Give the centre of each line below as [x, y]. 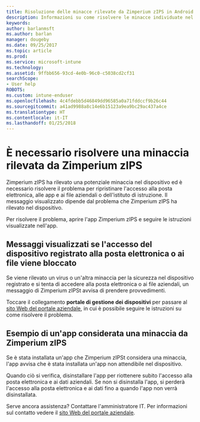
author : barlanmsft [30, 28]
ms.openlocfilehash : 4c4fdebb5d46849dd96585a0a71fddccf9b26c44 [87, 101]
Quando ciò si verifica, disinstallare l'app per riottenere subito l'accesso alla [99, 375]
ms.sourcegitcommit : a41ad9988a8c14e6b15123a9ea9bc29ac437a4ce [87, 106]
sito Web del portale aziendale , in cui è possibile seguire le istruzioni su [94, 308]
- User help [21, 85]
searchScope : [22, 79]
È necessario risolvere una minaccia [98, 153]
